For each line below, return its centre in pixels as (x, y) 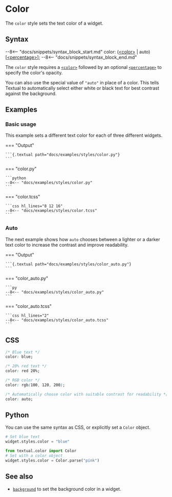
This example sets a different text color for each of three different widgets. (84, 135)
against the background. (31, 94)
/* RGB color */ (23, 380)
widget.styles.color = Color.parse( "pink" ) (52, 461)
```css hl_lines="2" (27, 316)
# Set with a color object (34, 455)
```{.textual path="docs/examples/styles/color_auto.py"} (68, 264)
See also (19, 477)
